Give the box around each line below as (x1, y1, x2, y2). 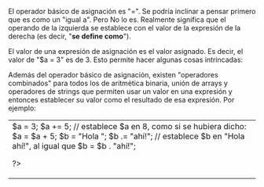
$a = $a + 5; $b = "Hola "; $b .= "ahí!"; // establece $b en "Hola (12, 131, 245, 142)
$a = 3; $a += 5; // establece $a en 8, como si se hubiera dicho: (12, 121, 247, 131)
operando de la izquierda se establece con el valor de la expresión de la (8, 23, 241, 32)
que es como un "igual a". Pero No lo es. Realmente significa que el (8, 15, 226, 24)
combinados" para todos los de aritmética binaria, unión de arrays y (8, 78, 228, 88)
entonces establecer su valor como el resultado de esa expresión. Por (8, 95, 235, 104)
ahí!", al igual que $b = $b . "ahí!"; (12, 141, 136, 151)
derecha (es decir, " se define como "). (8, 31, 131, 41)
